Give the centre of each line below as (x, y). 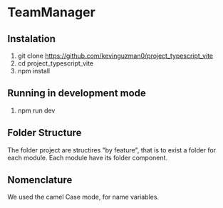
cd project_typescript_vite (56, 63)
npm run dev (36, 110)
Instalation (31, 39)
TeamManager (52, 12)
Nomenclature (40, 180)
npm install (34, 71)
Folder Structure (45, 133)
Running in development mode (77, 93)
